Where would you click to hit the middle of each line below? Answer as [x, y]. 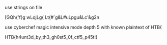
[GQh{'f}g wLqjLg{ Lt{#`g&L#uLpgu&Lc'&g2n [52, 17]
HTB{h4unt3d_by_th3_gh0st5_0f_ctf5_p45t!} [51, 37]
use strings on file [24, 7]
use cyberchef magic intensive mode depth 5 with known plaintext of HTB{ [83, 27]
